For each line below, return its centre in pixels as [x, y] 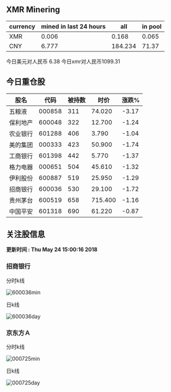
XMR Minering [33, 10]
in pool [151, 26]
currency [22, 26]
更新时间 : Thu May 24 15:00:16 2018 [52, 250]
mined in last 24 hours [73, 26]
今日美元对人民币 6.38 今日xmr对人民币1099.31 [63, 61]
